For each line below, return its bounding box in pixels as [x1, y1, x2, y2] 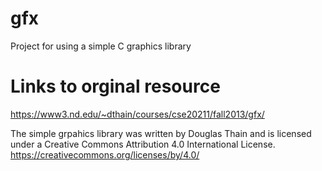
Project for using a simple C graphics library [10, 40, 192, 52]
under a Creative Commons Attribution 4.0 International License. [10, 138, 276, 150]
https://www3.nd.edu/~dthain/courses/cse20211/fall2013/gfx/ [10, 108, 265, 120]
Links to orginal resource [10, 75, 221, 98]
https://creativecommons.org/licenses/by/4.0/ [10, 148, 200, 161]
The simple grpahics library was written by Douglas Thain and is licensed [10, 127, 312, 139]
